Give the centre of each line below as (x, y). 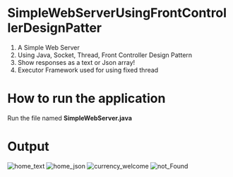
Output (28, 147)
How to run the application (86, 98)
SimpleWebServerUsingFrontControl (117, 13)
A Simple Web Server (48, 47)
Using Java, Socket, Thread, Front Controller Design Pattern (105, 55)
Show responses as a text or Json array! (76, 62)
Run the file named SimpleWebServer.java (70, 118)
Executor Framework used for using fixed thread (88, 70)
